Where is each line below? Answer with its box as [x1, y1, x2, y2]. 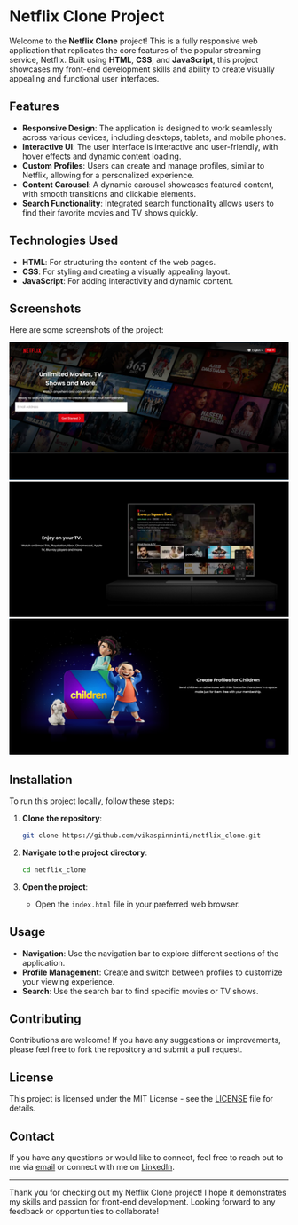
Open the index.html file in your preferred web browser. [35, 899, 240, 909]
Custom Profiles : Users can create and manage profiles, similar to [21, 160, 265, 170]
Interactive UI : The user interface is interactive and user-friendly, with [21, 141, 278, 152]
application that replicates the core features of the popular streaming [9, 44, 262, 55]
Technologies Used [9, 233, 118, 248]
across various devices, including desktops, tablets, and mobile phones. [21, 131, 286, 143]
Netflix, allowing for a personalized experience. [21, 169, 195, 180]
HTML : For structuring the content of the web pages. [21, 256, 216, 267]
